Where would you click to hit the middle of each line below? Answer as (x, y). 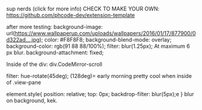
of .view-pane (24, 82)
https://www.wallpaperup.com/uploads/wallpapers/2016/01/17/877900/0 (106, 33)
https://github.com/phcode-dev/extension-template (70, 15)
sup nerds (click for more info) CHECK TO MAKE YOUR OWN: (83, 9)
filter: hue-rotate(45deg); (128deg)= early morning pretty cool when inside (99, 76)
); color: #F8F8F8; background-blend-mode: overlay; (105, 40)
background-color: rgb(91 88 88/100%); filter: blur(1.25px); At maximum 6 (98, 46)
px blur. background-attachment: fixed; (55, 53)
